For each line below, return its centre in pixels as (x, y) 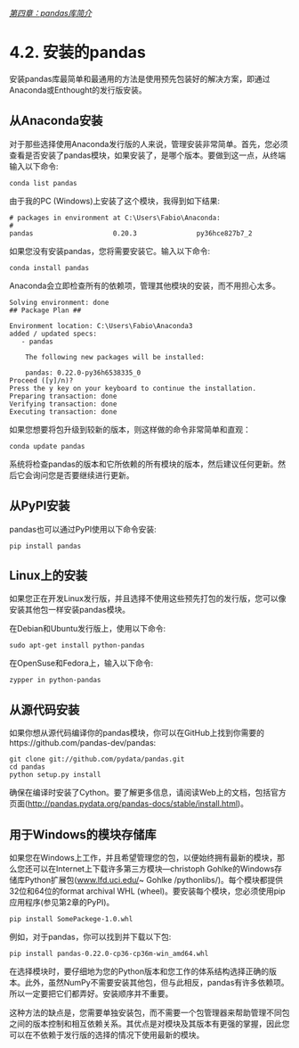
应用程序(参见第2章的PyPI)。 (62, 902)
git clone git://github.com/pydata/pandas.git (97, 759)
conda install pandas (49, 268)
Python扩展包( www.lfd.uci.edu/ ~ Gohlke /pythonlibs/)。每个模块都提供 (154, 880)
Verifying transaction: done (63, 404)
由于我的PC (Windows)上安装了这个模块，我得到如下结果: (115, 201)
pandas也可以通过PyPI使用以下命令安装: (83, 529)
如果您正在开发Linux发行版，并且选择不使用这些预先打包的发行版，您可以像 (148, 598)
